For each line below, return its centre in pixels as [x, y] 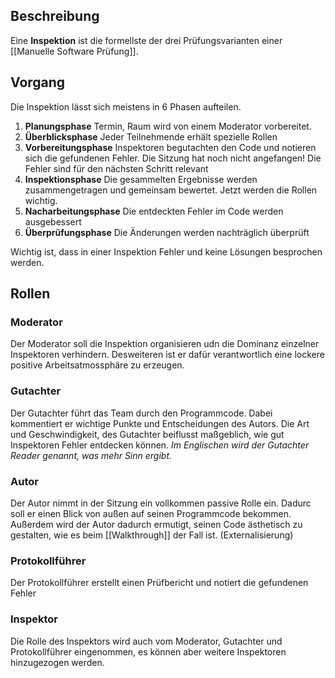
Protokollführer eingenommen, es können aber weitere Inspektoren [148, 651]
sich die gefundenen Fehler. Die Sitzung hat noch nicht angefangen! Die [173, 158]
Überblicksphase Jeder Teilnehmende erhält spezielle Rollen [151, 136]
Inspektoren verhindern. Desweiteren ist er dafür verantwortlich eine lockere [167, 355]
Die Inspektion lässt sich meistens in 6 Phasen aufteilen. [126, 106]
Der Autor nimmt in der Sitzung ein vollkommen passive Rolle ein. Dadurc [161, 503]
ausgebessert [53, 221]
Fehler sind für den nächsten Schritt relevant [116, 168]
